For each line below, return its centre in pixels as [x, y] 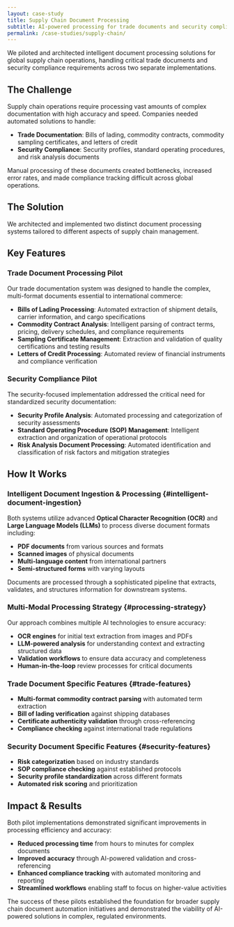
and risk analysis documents [58, 157]
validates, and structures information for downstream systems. [97, 589]
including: [22, 533]
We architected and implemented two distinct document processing [104, 224]
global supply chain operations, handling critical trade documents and [107, 61]
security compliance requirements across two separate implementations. [112, 68]
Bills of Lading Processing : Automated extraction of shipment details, [117, 309]
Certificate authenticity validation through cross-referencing [106, 721]
